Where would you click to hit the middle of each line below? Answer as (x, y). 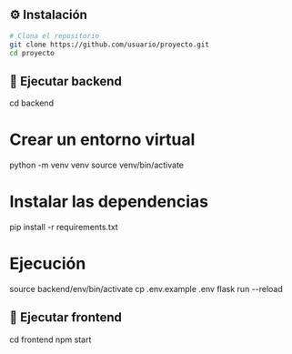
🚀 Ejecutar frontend (66, 318)
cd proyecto (32, 53)
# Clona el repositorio (55, 35)
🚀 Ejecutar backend (66, 81)
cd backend (32, 103)
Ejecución (48, 264)
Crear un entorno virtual (102, 140)
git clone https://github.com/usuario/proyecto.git (109, 45)
